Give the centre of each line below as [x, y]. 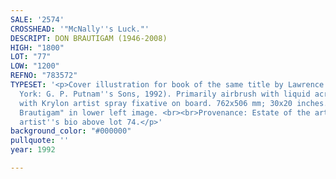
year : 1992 [33, 150]
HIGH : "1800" [37, 47]
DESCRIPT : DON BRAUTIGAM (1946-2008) [89, 38]
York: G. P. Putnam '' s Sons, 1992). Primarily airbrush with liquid [165, 94]
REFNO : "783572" [44, 76]
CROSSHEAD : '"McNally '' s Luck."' [80, 29]
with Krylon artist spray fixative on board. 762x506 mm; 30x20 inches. [174, 103]
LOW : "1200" [35, 66]
